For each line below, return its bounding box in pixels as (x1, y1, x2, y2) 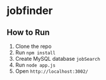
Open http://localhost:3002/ (15, 68, 88, 74)
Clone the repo (15, 43, 52, 50)
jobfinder (6, 4, 53, 18)
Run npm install (15, 49, 56, 56)
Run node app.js (15, 61, 56, 68)
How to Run (6, 27, 50, 37)
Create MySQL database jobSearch (15, 55, 101, 62)
